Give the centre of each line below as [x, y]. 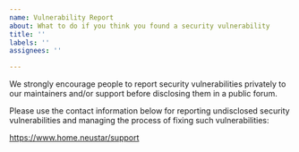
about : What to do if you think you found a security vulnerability [140, 26]
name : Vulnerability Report [62, 17]
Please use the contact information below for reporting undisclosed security [149, 111]
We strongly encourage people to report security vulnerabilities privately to [148, 84]
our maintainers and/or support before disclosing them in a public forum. [143, 94]
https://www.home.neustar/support [74, 138]
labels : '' [30, 42]
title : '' [28, 34]
